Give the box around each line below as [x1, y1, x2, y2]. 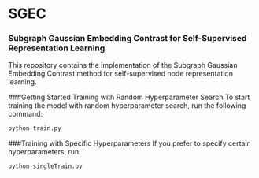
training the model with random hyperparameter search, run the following [8, 101, 246, 110]
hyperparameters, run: [8, 147, 81, 157]
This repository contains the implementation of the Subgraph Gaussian [8, 61, 238, 70]
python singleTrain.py [8, 162, 83, 170]
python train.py [8, 124, 61, 132]
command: [8, 109, 43, 119]
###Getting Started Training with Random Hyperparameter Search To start [8, 92, 250, 102]
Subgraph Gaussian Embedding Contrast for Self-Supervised [8, 33, 247, 44]
